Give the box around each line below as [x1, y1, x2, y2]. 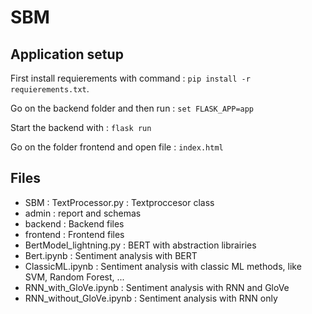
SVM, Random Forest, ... [24, 271, 125, 283]
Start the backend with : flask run [10, 122, 152, 133]
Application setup [10, 46, 124, 63]
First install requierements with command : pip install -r [10, 72, 251, 84]
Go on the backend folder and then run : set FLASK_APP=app [10, 102, 255, 114]
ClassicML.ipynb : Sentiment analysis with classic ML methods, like [24, 260, 302, 272]
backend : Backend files [24, 217, 125, 230]
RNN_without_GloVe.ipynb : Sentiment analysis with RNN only [24, 292, 278, 304]
